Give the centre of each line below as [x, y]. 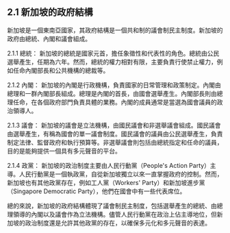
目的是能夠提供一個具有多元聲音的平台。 [64, 151]
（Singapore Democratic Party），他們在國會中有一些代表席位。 [97, 191]
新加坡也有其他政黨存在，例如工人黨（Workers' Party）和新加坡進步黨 [106, 182]
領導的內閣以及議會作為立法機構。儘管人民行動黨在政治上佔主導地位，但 [115, 214]
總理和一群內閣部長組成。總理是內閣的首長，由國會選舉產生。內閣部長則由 [112, 93]
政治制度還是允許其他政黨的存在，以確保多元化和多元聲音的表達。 [118, 223]
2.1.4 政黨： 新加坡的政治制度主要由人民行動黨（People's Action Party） [109, 165]
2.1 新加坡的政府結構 [50, 12]
